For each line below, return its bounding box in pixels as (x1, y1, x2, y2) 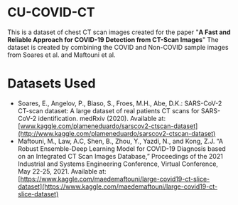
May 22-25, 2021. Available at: (17, 167, 107, 175)
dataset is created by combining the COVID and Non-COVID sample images (7, 43, 229, 51)
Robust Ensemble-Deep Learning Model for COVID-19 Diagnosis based (17, 144, 226, 153)
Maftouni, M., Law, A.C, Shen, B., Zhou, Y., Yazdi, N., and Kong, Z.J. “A (17, 137, 224, 145)
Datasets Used (7, 75, 96, 92)
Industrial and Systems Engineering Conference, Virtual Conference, (17, 159, 219, 168)
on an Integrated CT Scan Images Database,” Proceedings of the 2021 (17, 152, 224, 160)
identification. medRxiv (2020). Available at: (38, 114, 166, 122)
